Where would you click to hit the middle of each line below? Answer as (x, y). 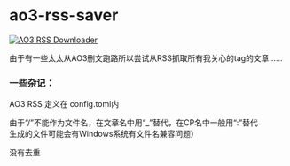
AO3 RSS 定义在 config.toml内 (64, 104)
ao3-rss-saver (64, 15)
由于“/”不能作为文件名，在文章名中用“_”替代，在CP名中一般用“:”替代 (134, 123)
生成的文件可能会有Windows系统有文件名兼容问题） (104, 134)
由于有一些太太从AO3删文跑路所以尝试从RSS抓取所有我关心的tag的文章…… (146, 57)
